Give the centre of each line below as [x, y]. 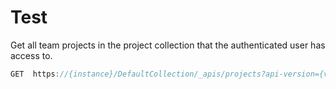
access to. [31, 55]
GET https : [35, 74]
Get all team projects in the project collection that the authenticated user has [168, 45]
